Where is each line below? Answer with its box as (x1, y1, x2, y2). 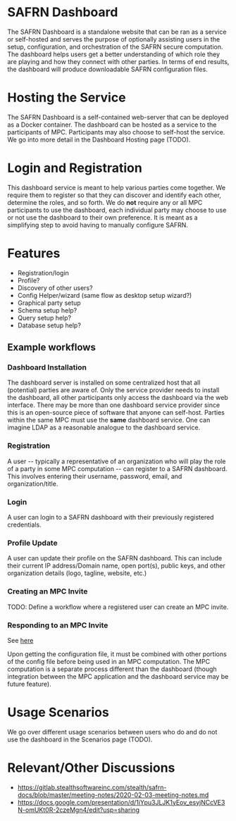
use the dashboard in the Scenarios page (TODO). (7, 735, 153, 744)
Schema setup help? (17, 306, 77, 314)
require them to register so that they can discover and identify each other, (7, 191, 222, 199)
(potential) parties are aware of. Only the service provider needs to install (7, 386, 220, 394)
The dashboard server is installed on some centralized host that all (7, 378, 201, 387)
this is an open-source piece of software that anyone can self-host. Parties (7, 408, 225, 417)
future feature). (7, 679, 51, 688)
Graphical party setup (17, 299, 81, 307)
